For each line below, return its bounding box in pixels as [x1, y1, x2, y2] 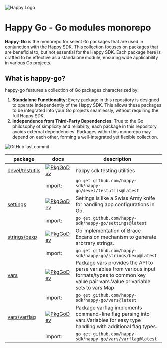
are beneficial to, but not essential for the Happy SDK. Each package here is [5, 49, 161, 55]
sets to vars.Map [75, 284, 114, 291]
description [103, 155, 132, 162]
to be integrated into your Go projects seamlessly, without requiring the [12, 107, 159, 113]
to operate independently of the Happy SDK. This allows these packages [12, 102, 162, 108]
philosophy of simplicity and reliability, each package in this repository [12, 123, 157, 129]
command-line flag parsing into [75, 310, 150, 317]
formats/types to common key [75, 271, 146, 278]
